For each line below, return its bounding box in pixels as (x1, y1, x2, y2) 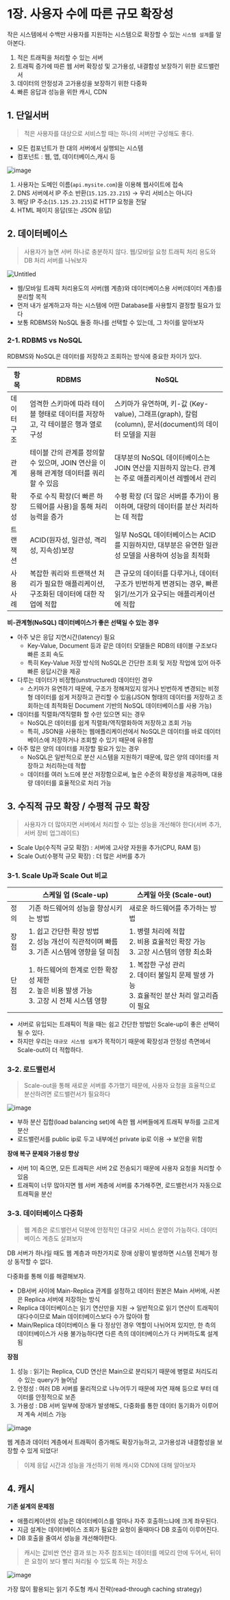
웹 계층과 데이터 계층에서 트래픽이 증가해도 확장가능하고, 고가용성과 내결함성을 (7, 1437, 216, 1446)
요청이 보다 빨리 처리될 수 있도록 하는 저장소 (31, 1557, 149, 1566)
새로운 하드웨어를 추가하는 (129, 903, 209, 913)
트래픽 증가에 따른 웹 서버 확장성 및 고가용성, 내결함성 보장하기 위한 (16, 62, 196, 70)
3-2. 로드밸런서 (7, 1064, 56, 1074)
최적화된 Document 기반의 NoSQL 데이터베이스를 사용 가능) (51, 701, 212, 710)
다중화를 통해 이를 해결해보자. (7, 1271, 86, 1280)
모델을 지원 (122, 429, 156, 439)
